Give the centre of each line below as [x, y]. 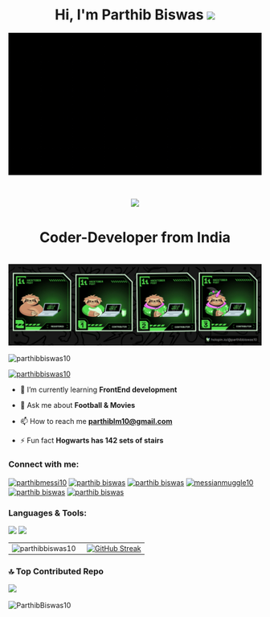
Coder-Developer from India [135, 237]
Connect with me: [44, 464]
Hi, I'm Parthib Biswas [129, 15]
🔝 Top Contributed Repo [56, 571]
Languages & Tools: [47, 512]
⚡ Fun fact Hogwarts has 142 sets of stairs [92, 440]
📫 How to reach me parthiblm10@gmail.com [96, 421]
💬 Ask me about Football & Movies [78, 405]
